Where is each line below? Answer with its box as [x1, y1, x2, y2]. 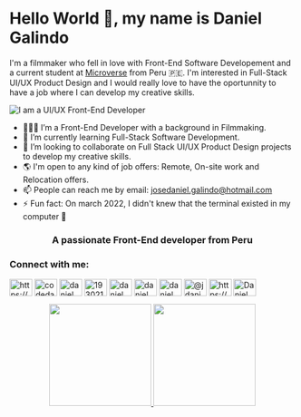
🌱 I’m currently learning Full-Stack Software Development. [22, 131, 240, 142]
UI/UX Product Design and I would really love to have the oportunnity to [9, 77, 277, 88]
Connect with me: [9, 257, 90, 270]
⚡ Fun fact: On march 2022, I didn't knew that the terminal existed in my [22, 198, 291, 208]
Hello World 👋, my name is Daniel [9, 8, 263, 29]
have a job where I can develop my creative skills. [9, 86, 195, 98]
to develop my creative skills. [22, 150, 131, 161]
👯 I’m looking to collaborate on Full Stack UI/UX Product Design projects [22, 141, 292, 152]
